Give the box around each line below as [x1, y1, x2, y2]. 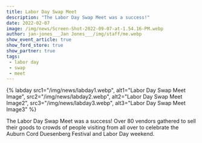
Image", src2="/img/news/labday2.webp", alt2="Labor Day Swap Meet [6, 93, 183, 100]
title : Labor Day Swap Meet [6, 8, 77, 15]
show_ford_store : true [6, 43, 64, 49]
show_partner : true [6, 48, 56, 54]
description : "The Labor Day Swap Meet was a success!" [6, 14, 150, 20]
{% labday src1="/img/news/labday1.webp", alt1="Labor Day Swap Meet [6, 87, 186, 94]
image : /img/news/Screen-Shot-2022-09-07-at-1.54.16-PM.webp [6, 25, 164, 32]
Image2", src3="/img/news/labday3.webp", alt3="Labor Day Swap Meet [6, 100, 186, 107]
